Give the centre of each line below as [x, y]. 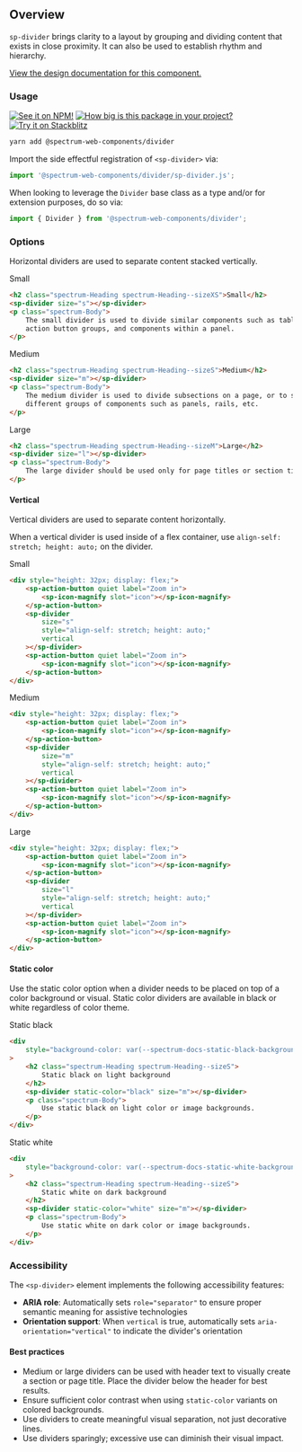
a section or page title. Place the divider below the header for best [145, 1381]
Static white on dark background [104, 1192]
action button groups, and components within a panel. [130, 328]
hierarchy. [28, 55]
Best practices [37, 1351]
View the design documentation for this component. [106, 73]
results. [36, 1391]
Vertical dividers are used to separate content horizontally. [118, 519]
